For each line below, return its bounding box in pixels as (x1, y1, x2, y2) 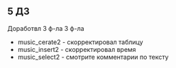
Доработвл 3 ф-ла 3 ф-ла (7, 24, 84, 32)
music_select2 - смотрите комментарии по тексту (17, 53, 169, 61)
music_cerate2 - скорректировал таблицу (17, 38, 143, 46)
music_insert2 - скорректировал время (17, 45, 136, 53)
